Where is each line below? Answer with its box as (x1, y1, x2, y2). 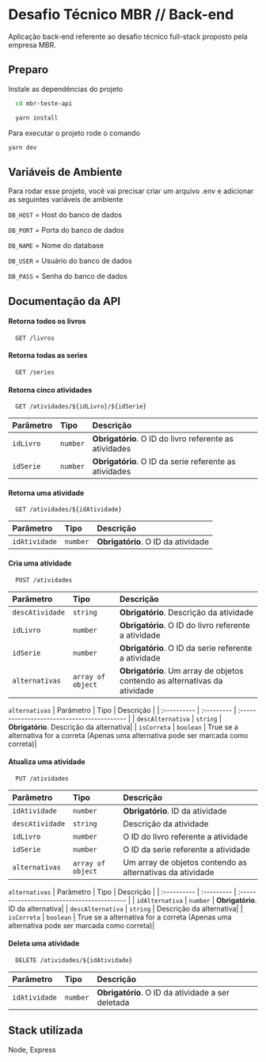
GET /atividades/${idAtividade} (15, 505, 123, 514)
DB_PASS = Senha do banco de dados (8, 272, 128, 281)
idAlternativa (136, 896, 184, 904)
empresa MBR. (8, 40, 57, 49)
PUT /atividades (15, 775, 69, 782)
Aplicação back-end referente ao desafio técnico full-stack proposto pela (8, 32, 248, 41)
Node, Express (8, 1045, 57, 1054)
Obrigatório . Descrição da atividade (120, 607, 254, 618)
